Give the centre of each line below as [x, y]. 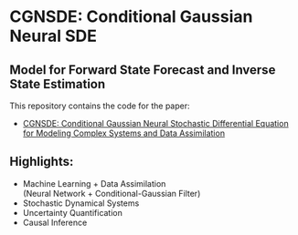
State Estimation [58, 84]
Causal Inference [55, 222]
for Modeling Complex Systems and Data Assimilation [124, 133]
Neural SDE [53, 36]
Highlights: [42, 162]
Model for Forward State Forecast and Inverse [143, 70]
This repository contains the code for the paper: [100, 106]
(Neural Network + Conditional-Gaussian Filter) [112, 193]
